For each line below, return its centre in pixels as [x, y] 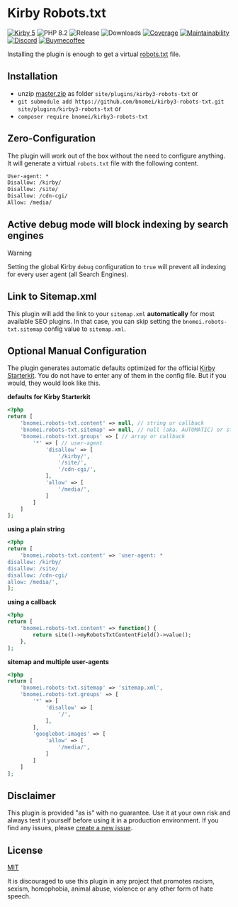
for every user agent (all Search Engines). [68, 274]
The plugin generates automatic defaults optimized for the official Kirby [112, 368]
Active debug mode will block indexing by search [118, 225]
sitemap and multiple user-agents [58, 661]
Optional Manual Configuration [77, 351]
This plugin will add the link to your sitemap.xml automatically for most [111, 313]
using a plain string [36, 529]
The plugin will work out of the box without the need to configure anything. [117, 156]
